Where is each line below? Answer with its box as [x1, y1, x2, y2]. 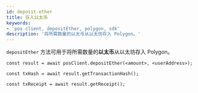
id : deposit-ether [6, 8, 53, 15]
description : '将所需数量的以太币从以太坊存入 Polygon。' [6, 31, 141, 37]
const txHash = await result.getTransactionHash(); [6, 71, 139, 77]
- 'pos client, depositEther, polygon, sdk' [6, 25, 120, 32]
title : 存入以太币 [6, 14, 48, 20]
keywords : [6, 20, 31, 26]
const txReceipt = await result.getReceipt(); [6, 82, 126, 88]
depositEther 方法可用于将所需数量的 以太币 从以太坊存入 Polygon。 [6, 49, 173, 56]
